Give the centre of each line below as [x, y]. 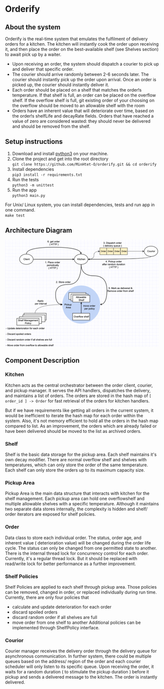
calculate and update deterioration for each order [62, 607]
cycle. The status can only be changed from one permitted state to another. [81, 548]
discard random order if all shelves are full [55, 617]
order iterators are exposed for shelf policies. [51, 514]
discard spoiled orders [35, 612]
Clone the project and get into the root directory [60, 159]
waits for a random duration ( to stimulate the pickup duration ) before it [77, 672]
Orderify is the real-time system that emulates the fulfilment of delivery [76, 39]
